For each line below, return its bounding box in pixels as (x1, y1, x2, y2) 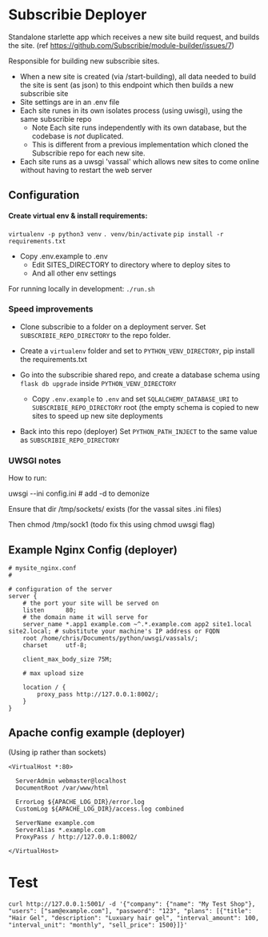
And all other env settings (31, 268, 117, 278)
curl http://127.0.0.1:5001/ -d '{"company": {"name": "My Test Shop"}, (8, 899, 256, 908)
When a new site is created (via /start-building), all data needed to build (19, 71, 257, 81)
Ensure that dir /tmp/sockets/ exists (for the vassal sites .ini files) (8, 505, 222, 514)
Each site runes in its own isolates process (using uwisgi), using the (19, 106, 243, 115)
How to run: (8, 473, 47, 483)
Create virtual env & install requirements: (8, 211, 148, 220)
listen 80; (22, 606, 78, 614)
